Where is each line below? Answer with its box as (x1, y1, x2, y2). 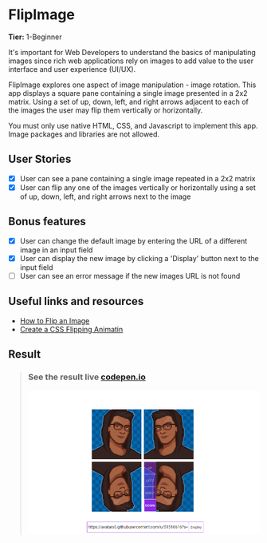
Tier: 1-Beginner (8, 32, 62, 42)
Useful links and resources (8, 295, 144, 308)
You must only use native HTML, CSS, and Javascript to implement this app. (8, 121, 258, 130)
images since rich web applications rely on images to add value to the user (8, 56, 254, 65)
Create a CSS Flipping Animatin (19, 324, 124, 334)
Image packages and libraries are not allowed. (8, 129, 160, 139)
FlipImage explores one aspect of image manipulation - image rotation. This (8, 80, 257, 89)
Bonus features (8, 215, 86, 228)
